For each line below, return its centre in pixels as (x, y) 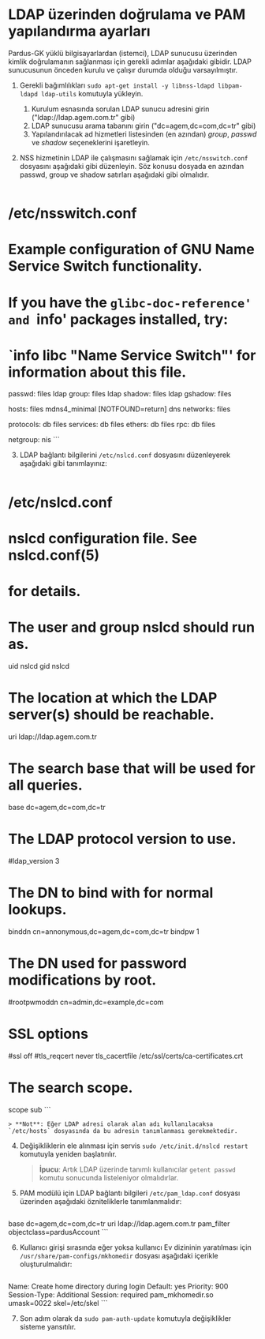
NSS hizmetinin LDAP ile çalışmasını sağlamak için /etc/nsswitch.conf (134, 158)
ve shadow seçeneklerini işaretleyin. (90, 142)
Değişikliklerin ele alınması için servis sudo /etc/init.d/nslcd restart (134, 1146)
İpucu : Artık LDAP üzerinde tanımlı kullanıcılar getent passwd (137, 1169)
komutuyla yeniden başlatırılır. (68, 1153)
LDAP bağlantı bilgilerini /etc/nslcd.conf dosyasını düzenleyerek (125, 455)
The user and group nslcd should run (131, 627)
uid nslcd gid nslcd (39, 666)
